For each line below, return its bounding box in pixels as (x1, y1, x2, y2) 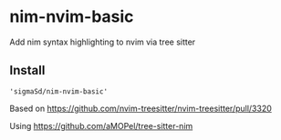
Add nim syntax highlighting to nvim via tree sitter (9, 36, 196, 47)
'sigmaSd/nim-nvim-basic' (9, 86, 108, 96)
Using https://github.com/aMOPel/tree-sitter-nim (9, 120, 193, 131)
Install (9, 63, 46, 78)
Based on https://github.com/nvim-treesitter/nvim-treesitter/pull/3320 (9, 103, 272, 114)
